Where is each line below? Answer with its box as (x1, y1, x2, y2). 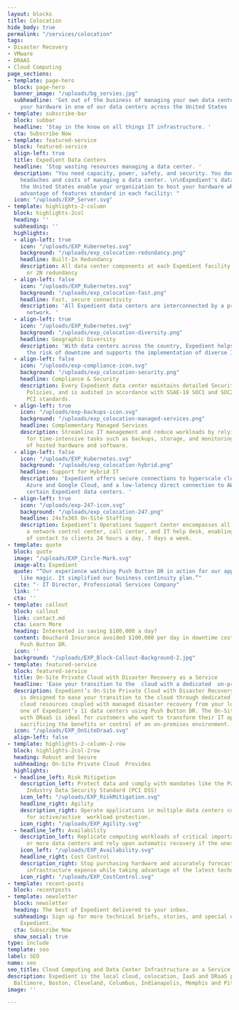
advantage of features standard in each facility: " (20, 190, 180, 197)
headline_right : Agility (20, 800, 94, 807)
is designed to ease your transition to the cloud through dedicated (20, 694, 231, 701)
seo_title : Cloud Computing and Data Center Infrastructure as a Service (7, 966, 231, 973)
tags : (7, 37, 23, 44)
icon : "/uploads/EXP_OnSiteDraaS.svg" (14, 727, 129, 734)
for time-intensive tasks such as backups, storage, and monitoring (26, 435, 234, 443)
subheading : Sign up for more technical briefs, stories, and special (14, 913, 228, 920)
